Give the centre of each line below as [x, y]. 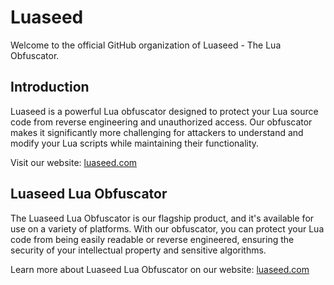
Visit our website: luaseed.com [74, 162]
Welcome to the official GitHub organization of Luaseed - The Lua [146, 45]
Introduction [50, 87]
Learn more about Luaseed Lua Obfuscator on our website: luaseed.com [160, 269]
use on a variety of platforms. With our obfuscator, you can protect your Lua [167, 228]
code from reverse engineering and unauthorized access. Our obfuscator [161, 122]
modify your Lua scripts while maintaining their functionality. [135, 143]
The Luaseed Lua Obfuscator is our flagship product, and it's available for [162, 218]
